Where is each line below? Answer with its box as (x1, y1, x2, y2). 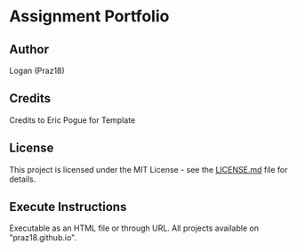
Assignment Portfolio (9, 6, 170, 27)
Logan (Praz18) (9, 65, 65, 76)
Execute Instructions (9, 199, 127, 215)
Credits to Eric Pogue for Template (9, 114, 136, 126)
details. (9, 174, 36, 184)
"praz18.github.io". (9, 232, 77, 243)
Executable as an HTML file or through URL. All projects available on (9, 223, 260, 233)
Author (9, 42, 49, 57)
